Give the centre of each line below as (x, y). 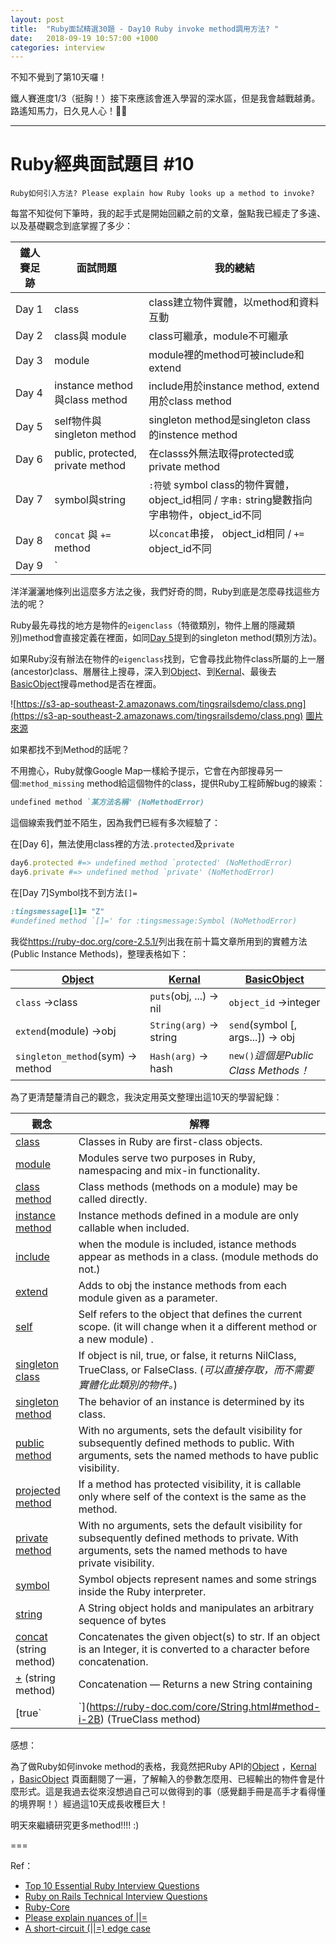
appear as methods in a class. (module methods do (198, 1256)
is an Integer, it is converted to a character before (194, 1649)
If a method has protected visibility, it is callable (190, 1484)
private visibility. (116, 1563)
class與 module (90, 336)
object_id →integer (274, 1002)
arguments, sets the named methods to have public (199, 1455)
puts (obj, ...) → (184, 996)
